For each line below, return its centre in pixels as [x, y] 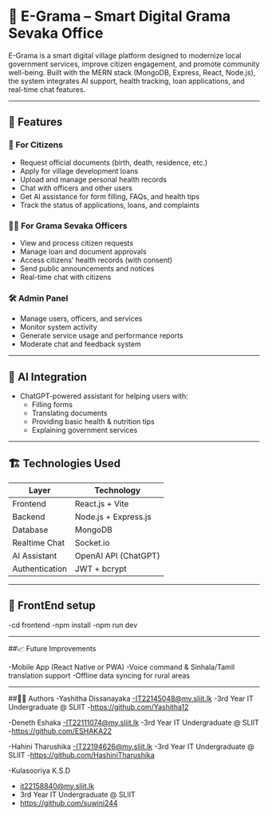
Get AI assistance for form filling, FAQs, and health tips [110, 196]
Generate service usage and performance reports [101, 336]
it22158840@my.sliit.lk [57, 786]
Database [30, 530]
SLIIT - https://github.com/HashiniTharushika [82, 754]
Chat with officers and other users [76, 188]
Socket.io [92, 542]
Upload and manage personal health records [93, 179]
